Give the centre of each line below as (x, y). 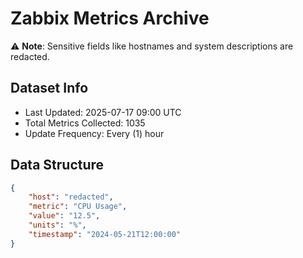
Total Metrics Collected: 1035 (85, 123)
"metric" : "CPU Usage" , (78, 207)
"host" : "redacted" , (71, 197)
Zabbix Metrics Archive (110, 18)
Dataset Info (49, 88)
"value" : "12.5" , (64, 216)
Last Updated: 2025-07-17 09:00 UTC (103, 112)
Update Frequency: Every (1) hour (94, 133)
